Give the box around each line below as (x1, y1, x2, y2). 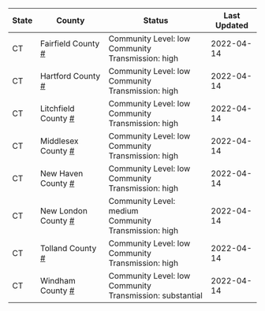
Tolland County (39, 243, 97, 254)
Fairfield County (39, 39, 100, 49)
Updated (215, 20, 248, 31)
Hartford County (39, 71, 101, 81)
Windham (39, 276, 77, 286)
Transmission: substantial (108, 291, 203, 301)
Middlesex (39, 135, 79, 146)
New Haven (39, 168, 84, 179)
